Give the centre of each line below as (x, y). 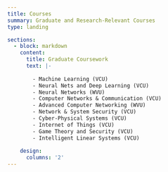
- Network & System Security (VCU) (85, 112)
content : (33, 53)
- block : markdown (41, 47)
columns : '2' (45, 158)
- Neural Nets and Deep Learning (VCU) (91, 85)
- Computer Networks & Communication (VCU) (97, 99)
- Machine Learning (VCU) (71, 79)
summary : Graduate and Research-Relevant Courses (82, 20)
